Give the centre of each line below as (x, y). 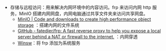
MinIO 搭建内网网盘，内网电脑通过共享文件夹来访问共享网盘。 (84, 13)
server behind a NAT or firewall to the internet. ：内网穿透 (78, 37)
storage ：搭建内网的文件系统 (48, 25)
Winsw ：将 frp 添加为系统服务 (49, 43)
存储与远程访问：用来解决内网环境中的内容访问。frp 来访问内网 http (80, 7)
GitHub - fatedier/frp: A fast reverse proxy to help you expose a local (89, 31)
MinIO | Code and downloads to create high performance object (84, 19)
